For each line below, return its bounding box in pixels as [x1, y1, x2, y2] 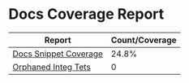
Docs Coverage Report [8, 5, 165, 24]
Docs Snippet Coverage [12, 48, 104, 59]
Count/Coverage [110, 34, 177, 46]
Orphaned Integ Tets [12, 61, 91, 72]
